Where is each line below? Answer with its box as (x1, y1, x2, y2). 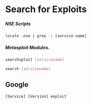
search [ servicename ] (5, 66, 51, 72)
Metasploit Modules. (5, 44, 50, 50)
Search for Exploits (5, 4, 87, 15)
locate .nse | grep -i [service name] (5, 33, 87, 39)
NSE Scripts (5, 20, 31, 26)
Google (5, 80, 29, 89)
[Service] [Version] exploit (5, 94, 67, 99)
